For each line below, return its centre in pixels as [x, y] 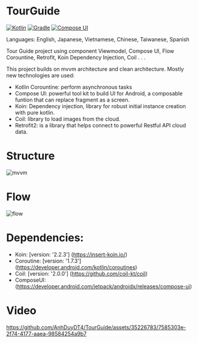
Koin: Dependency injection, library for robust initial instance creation [100, 106]
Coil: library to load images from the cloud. [68, 119]
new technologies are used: [40, 75]
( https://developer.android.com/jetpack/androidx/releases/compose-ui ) [103, 286]
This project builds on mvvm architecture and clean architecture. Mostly [95, 69]
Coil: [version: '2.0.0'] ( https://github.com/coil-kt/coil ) [81, 273]
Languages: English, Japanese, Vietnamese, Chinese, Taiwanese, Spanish [98, 39]
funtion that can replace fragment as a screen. [72, 100]
